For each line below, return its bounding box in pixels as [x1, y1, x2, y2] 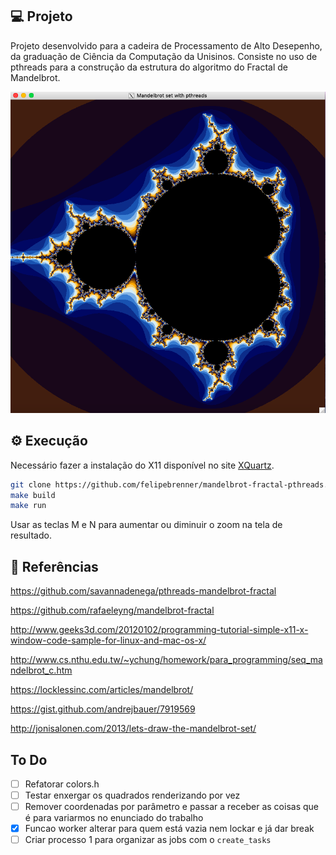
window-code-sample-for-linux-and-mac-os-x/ [10, 634, 207, 647]
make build [10, 490, 56, 500]
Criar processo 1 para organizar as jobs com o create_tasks [24, 834, 272, 846]
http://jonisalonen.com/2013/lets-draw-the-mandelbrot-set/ [10, 723, 257, 735]
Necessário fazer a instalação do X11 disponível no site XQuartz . [10, 459, 275, 471]
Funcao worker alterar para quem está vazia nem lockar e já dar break [24, 823, 315, 835]
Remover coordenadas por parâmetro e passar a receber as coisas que [24, 801, 319, 813]
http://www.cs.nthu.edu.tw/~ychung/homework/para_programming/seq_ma [10, 654, 323, 666]
